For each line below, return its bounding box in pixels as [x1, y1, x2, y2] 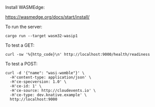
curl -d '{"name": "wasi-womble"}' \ [5, 70, 85, 75]
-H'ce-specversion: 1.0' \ [10, 79, 67, 84]
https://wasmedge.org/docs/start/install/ [5, 14, 90, 20]
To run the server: [5, 24, 43, 30]
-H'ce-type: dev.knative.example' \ [10, 92, 87, 97]
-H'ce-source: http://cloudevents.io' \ [10, 88, 96, 93]
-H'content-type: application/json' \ [10, 75, 92, 80]
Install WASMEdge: [5, 5, 45, 10]
